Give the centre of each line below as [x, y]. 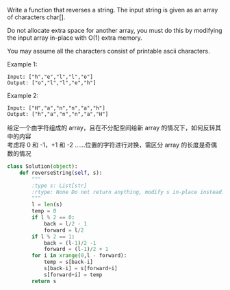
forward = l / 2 [64, 230]
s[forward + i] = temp [73, 275]
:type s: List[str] [60, 185]
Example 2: [23, 96]
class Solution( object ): [42, 167]
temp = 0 [44, 211]
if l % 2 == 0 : [53, 217]
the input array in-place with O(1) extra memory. [75, 38]
